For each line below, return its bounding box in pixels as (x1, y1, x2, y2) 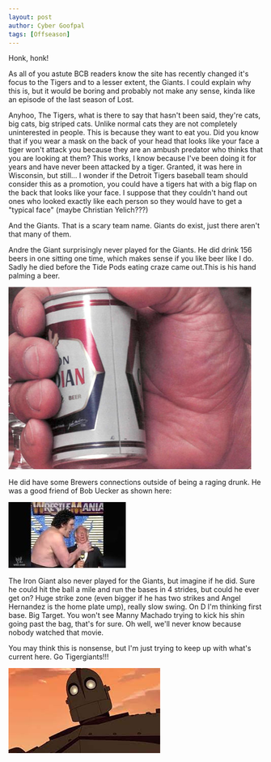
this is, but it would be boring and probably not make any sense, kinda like (8, 86, 256, 96)
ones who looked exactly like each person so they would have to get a (8, 197, 243, 206)
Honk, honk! (8, 53, 49, 63)
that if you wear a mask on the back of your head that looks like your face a (8, 136, 260, 146)
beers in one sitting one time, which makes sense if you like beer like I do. (8, 253, 254, 263)
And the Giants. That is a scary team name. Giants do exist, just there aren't (8, 221, 260, 231)
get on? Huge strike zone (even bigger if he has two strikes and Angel (8, 594, 241, 603)
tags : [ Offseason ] (8, 30, 70, 38)
